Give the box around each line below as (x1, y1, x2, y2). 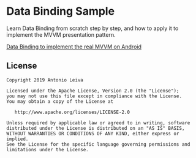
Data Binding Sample (6, 4, 115, 18)
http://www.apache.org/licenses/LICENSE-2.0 (14, 109, 130, 115)
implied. (6, 136, 29, 142)
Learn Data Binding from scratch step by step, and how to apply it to (6, 24, 179, 32)
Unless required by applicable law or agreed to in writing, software (6, 119, 190, 126)
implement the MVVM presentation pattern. (6, 31, 116, 38)
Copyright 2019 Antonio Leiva (6, 77, 84, 83)
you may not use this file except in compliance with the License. (6, 93, 183, 99)
